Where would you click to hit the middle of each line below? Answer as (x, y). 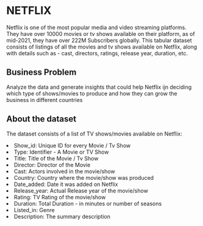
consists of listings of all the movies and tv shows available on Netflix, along (102, 47)
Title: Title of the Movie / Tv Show (56, 158)
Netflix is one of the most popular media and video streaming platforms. (97, 27)
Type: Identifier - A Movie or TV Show (62, 152)
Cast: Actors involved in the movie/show (65, 171)
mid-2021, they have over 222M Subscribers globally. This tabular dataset (99, 40)
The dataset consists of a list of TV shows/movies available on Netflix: (94, 134)
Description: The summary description (62, 216)
